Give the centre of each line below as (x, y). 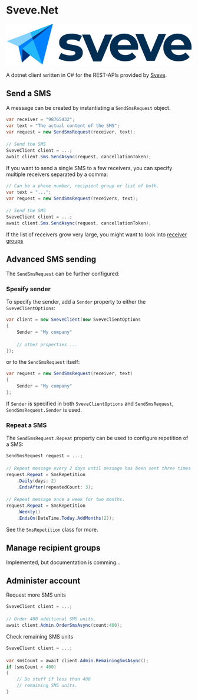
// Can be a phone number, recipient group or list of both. (83, 186)
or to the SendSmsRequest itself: (43, 362)
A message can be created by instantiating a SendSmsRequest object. (88, 108)
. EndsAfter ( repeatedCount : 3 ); (55, 487)
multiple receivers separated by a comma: (57, 174)
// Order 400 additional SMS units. (51, 619)
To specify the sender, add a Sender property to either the (76, 302)
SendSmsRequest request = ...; (44, 456)
